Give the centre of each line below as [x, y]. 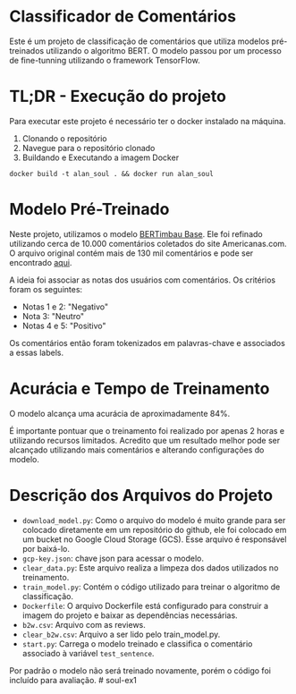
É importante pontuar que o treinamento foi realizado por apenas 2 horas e [147, 430]
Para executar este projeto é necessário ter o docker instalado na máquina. [148, 121]
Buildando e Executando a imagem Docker [101, 157]
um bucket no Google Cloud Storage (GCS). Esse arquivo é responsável [154, 539]
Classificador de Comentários [123, 17]
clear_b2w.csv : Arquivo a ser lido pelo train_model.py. [121, 634]
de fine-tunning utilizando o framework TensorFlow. [105, 60]
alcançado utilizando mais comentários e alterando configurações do [137, 450]
